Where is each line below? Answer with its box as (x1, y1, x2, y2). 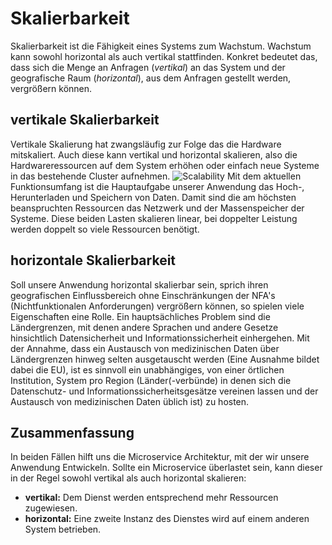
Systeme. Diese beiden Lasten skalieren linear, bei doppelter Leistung (10, 212, 298, 224)
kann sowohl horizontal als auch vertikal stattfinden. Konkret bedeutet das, (10, 50, 318, 62)
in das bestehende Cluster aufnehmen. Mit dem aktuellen (10, 170, 302, 182)
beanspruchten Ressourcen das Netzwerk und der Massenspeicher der (10, 202, 305, 214)
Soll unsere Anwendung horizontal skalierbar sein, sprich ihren (10, 278, 269, 291)
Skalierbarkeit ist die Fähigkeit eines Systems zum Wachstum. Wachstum (10, 40, 312, 52)
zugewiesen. (24, 502, 78, 514)
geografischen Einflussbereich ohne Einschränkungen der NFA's (10, 289, 276, 301)
